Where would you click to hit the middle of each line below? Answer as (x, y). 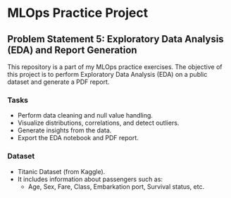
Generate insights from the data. (64, 130)
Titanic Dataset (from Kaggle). (61, 171)
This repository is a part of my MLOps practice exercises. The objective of (115, 67)
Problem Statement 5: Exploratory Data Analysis (115, 39)
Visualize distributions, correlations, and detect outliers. (98, 123)
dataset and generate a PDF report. (58, 82)
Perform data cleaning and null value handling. (85, 116)
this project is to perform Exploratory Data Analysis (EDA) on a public (107, 74)
